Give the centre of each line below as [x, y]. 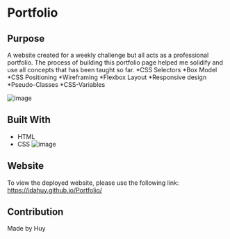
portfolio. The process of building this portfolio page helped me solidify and [115, 63]
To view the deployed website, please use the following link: [93, 183]
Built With [29, 120]
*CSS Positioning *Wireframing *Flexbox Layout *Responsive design [107, 77]
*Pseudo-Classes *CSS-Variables [56, 84]
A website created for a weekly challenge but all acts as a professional [108, 55]
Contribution [35, 212]
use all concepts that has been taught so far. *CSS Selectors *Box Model [112, 70]
